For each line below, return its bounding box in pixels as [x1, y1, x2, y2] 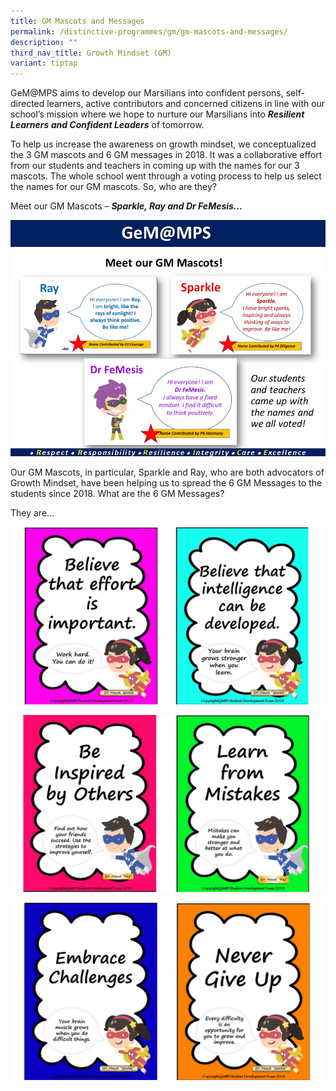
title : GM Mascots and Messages [10, 16, 145, 26]
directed [10, 98, 45, 110]
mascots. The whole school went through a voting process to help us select [10, 170, 322, 182]
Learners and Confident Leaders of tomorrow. [10, 119, 205, 131]
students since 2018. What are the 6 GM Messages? [10, 488, 225, 500]
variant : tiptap [10, 58, 78, 69]
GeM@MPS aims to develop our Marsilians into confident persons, [10, 87, 284, 99]
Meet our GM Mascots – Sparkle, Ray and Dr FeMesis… [10, 200, 243, 212]
